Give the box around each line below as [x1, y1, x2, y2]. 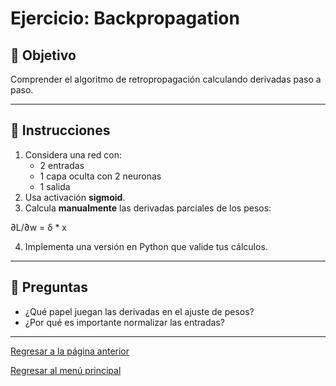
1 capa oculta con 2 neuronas [39, 170, 162, 182]
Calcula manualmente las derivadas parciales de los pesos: [24, 202, 272, 214]
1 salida [39, 180, 71, 192]
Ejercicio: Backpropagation [10, 7, 240, 30]
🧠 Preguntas [10, 279, 89, 296]
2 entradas [39, 159, 85, 171]
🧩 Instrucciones [10, 122, 111, 139]
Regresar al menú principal [10, 364, 122, 376]
